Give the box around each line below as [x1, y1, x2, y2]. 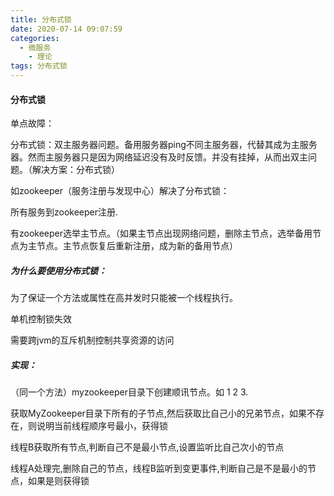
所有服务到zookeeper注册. [10, 206, 119, 218]
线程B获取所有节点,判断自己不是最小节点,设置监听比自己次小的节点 [10, 441, 285, 453]
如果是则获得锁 [27, 475, 90, 487]
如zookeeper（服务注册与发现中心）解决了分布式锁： [10, 185, 230, 197]
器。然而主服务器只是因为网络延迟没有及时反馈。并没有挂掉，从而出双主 [10, 151, 308, 163]
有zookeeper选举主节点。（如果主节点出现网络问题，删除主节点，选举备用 [10, 227, 313, 240]
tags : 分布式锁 [10, 61, 68, 71]
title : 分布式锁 [10, 14, 72, 25]
